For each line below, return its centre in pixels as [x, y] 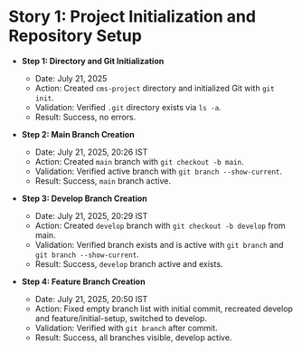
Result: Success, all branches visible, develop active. [133, 338]
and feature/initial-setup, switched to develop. [121, 318]
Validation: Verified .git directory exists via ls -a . [128, 107]
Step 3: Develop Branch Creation [85, 198]
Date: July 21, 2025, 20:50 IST [91, 299]
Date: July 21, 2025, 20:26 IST [91, 152]
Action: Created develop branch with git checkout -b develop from [160, 225]
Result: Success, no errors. [85, 117]
